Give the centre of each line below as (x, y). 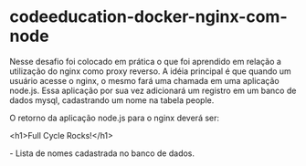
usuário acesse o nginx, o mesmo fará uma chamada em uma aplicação (145, 80)
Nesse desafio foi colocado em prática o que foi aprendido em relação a (145, 61)
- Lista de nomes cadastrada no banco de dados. (102, 153)
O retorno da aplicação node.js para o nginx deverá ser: (115, 118)
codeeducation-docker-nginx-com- (148, 17)
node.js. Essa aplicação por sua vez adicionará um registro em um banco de (153, 90)
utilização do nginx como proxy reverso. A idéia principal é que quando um (151, 71)
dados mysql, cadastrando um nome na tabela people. (112, 100)
